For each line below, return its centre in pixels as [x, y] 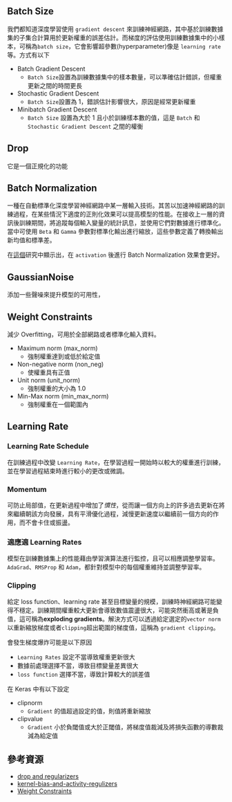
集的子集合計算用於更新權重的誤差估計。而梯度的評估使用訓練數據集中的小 [113, 37]
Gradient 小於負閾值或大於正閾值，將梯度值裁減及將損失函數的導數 [122, 727]
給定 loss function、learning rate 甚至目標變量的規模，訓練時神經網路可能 [112, 601]
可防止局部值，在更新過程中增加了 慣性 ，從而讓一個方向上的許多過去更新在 [113, 505]
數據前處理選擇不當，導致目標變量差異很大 [78, 665]
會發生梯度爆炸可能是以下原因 [49, 642]
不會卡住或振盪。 [49, 522]
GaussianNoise [41, 277]
